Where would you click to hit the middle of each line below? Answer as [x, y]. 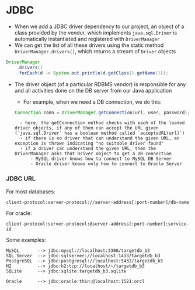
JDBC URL [21, 179]
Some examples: [26, 240]
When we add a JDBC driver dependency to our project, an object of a [99, 26]
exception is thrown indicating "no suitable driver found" [89, 144]
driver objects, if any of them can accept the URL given [86, 128]
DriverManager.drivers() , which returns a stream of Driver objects [95, 51]
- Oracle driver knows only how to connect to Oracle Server [106, 164]
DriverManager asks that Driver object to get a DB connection [93, 154]
